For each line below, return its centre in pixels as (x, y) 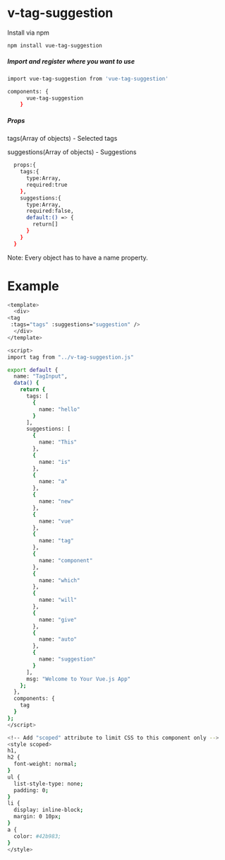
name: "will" (58, 600)
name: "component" (66, 560)
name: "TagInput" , (41, 376)
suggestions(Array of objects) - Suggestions (72, 152)
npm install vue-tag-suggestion (55, 45)
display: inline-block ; (48, 810)
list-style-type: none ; (48, 784)
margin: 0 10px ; (37, 817)
